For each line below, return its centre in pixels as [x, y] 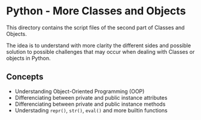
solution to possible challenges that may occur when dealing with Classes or [100, 51]
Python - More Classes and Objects [96, 11]
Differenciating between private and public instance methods [90, 104]
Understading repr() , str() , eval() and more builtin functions [91, 110]
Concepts [25, 77]
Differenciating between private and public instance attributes [91, 97]
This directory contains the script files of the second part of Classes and [95, 27]
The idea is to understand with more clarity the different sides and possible [99, 45]
